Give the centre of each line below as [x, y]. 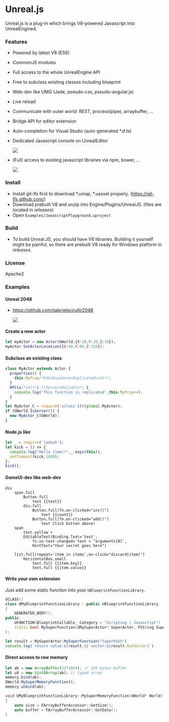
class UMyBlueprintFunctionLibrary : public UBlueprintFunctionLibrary [82, 604]
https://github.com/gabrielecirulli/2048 [53, 310]
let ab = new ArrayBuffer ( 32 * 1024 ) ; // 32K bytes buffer [66, 668]
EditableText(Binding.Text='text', [61, 537]
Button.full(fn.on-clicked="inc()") [70, 510]
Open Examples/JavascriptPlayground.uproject [62, 215]
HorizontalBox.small [45, 559]
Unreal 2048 [19, 299]
